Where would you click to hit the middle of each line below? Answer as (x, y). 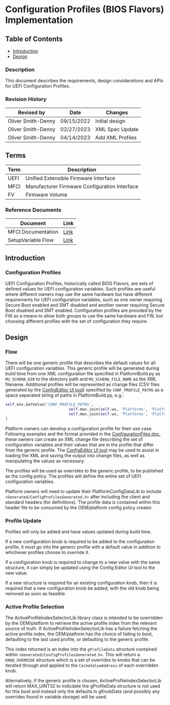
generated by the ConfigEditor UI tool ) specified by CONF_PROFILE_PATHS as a (84, 390)
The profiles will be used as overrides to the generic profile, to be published (84, 470)
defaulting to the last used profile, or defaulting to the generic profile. (77, 639)
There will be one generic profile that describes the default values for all (80, 363)
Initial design (110, 121)
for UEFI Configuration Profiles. (38, 86)
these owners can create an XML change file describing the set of (74, 439)
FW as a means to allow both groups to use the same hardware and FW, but (84, 316)
